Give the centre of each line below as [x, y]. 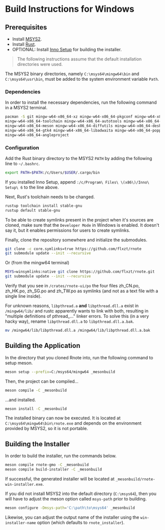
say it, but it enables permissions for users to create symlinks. [68, 230]
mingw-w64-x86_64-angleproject [37, 135]
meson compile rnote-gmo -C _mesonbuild [47, 465]
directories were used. [40, 64]
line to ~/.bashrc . [23, 163]
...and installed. [20, 400]
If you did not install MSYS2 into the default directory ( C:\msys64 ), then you [81, 494]
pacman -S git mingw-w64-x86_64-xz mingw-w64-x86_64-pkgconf [69, 117]
